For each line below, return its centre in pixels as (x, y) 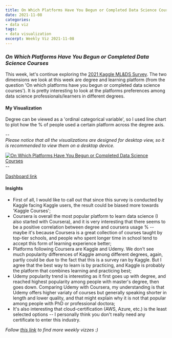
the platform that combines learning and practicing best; (72, 271)
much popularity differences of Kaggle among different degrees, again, (88, 254)
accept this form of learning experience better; (62, 243)
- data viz (17, 24)
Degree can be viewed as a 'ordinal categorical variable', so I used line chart (86, 119)
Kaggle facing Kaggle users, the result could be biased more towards (85, 205)
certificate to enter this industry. (47, 320)
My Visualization (24, 108)
